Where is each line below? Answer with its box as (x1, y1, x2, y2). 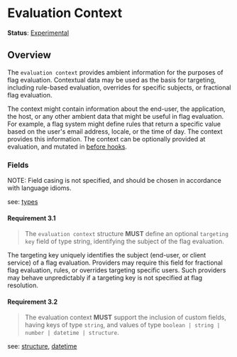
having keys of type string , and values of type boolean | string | (24, 321, 221, 329)
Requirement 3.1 (7, 213, 56, 222)
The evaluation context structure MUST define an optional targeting (24, 230, 229, 238)
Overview (7, 49, 52, 61)
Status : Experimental (7, 28, 70, 37)
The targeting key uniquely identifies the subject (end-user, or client (7, 251, 206, 260)
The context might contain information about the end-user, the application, (7, 105, 226, 113)
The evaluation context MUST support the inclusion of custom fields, (24, 313, 227, 321)
